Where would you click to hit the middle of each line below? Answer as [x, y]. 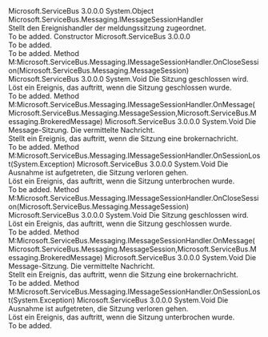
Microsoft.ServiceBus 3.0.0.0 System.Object [81, 11]
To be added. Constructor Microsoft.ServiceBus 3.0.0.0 [99, 36]
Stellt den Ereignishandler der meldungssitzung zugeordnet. [107, 28]
